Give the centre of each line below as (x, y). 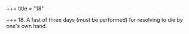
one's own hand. (27, 26)
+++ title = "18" (25, 8)
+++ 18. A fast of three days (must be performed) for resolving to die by (95, 20)
